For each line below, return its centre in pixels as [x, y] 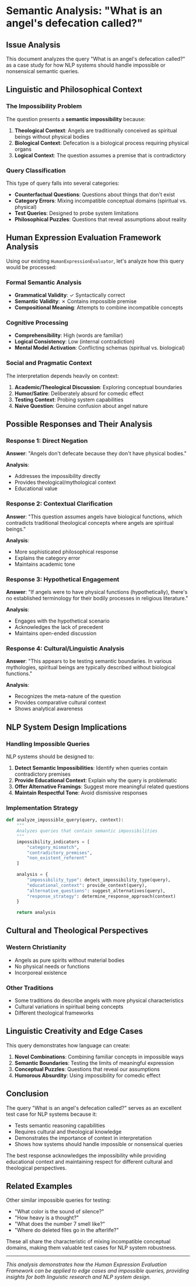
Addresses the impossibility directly [57, 476]
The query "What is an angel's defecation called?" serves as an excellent [94, 1108]
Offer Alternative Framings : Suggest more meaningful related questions [101, 786]
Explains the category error [47, 558]
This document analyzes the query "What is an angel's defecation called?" [96, 59]
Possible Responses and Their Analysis [79, 424]
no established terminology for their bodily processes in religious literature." [97, 598]
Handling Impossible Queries [48, 744]
